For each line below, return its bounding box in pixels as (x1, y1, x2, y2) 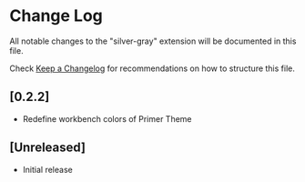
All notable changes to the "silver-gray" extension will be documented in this (9, 35, 297, 46)
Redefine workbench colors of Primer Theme (22, 113, 192, 124)
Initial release (22, 164, 73, 175)
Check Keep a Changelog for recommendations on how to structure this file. (9, 63, 296, 74)
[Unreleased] (9, 140, 86, 156)
